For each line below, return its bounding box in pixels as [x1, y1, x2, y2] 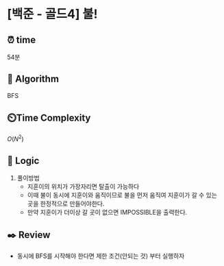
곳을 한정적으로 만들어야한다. [27, 199, 105, 208]
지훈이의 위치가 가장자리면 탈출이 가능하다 [27, 182, 140, 191]
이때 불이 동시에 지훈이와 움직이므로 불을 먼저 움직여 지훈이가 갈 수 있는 [27, 191, 218, 199]
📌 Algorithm [7, 73, 60, 85]
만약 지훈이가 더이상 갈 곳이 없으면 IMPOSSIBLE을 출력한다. [27, 208, 188, 217]
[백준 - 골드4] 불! [7, 6, 98, 22]
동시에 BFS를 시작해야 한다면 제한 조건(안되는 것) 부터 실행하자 [16, 252, 185, 260]
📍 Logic [7, 155, 40, 167]
